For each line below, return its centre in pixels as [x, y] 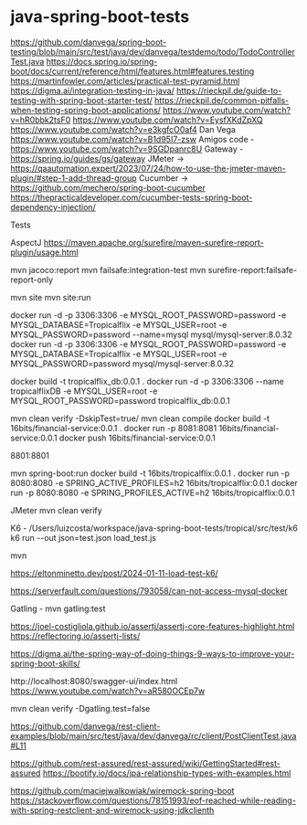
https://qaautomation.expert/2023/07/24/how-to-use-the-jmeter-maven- [148, 168]
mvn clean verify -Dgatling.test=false [80, 708]
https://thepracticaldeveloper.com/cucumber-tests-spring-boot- [132, 197]
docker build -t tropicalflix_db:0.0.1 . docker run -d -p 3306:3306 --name [147, 381]
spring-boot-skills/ [45, 663]
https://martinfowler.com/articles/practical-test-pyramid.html [125, 80]
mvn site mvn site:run [51, 297]
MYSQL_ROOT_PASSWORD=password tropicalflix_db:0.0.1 [121, 400]
